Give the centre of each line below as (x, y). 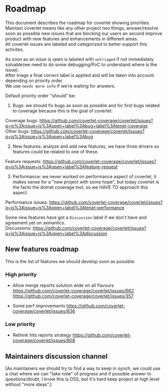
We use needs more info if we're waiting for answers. (60, 86)
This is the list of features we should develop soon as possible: (70, 261)
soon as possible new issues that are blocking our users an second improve (84, 33)
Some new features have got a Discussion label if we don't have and (76, 217)
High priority (21, 274)
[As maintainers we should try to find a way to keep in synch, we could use (83, 368)
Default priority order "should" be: (41, 96)
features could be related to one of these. (56, 151)
